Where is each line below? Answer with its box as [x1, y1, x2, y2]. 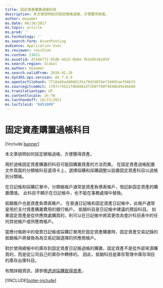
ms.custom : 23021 [5, 52, 40, 57]
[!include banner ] [5, 141, 40, 146]
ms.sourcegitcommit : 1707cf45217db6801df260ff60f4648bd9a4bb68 [5, 84, 136, 89]
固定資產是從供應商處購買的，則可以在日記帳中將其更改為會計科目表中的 [9, 212, 154, 218]
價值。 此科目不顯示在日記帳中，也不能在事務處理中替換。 [9, 190, 125, 196]
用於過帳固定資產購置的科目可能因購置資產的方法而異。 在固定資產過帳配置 [5, 161, 155, 167]
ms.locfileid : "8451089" [5, 102, 55, 107]
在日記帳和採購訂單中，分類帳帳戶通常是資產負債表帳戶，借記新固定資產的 [5, 183, 154, 190]
